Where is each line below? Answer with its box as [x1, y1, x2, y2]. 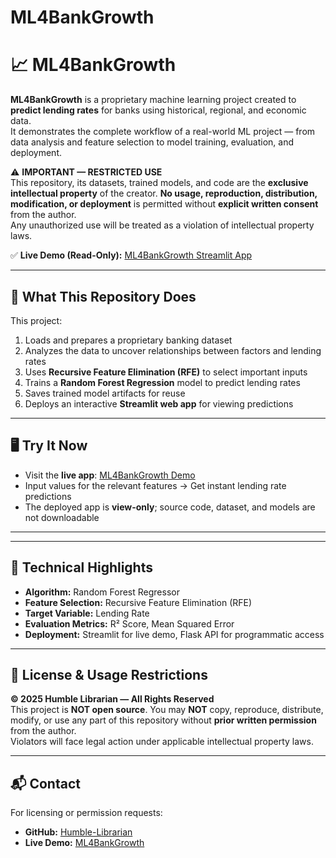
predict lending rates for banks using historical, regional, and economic [10, 104, 307, 116]
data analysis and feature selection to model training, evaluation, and [10, 136, 295, 148]
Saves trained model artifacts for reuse [24, 387, 186, 399]
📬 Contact [10, 775, 81, 792]
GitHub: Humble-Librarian [24, 826, 133, 838]
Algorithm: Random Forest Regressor [24, 586, 180, 598]
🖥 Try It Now [10, 437, 88, 455]
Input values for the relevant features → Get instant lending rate [24, 479, 287, 491]
